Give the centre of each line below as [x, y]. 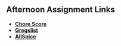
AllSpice [26, 36]
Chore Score [31, 24]
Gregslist [27, 30]
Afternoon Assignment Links [61, 10]
